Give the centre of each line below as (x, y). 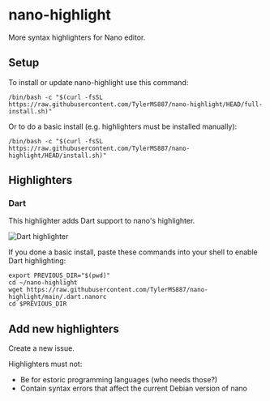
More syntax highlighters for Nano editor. (77, 37)
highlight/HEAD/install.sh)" (58, 156)
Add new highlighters (64, 328)
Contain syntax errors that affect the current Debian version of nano (134, 388)
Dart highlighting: (37, 261)
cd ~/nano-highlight (43, 283)
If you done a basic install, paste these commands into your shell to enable (133, 252)
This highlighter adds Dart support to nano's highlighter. (102, 221)
